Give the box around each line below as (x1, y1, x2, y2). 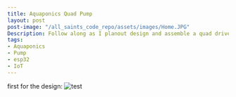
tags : (7, 37, 23, 44)
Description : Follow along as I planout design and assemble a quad (7, 30, 212, 37)
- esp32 (7, 56, 30, 63)
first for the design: (7, 82, 63, 90)
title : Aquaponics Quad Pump (7, 10, 93, 18)
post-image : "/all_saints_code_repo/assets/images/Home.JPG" (7, 23, 190, 30)
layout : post (7, 17, 46, 24)
